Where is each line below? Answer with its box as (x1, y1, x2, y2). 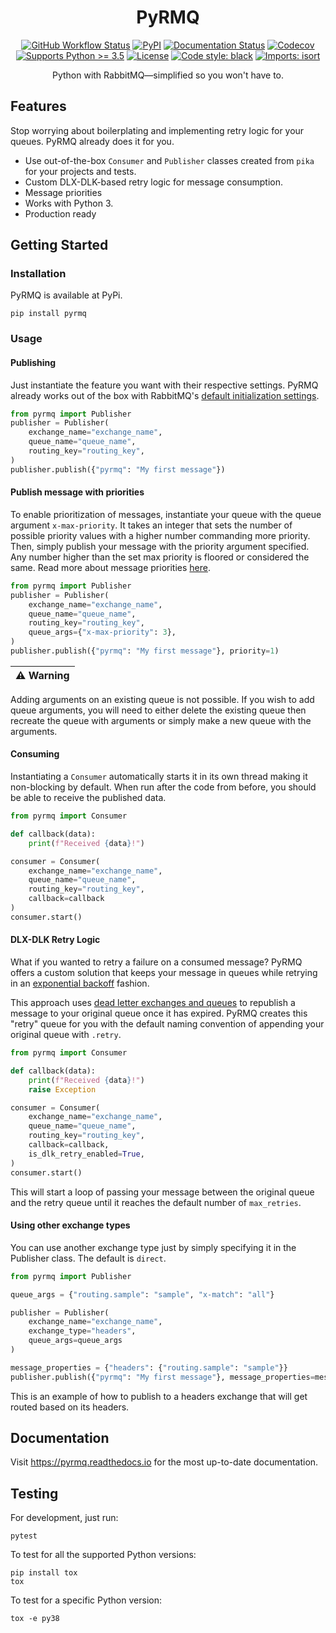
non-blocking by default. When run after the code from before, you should (10, 781, 317, 793)
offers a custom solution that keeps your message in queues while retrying (10, 967, 318, 979)
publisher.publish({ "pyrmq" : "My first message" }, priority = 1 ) (10, 646, 280, 656)
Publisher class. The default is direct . (10, 1252, 167, 1264)
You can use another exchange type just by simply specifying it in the (10, 1241, 297, 1253)
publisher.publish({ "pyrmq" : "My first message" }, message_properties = (10, 1372, 315, 1382)
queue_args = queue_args (28, 1336, 123, 1346)
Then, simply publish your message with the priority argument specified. (10, 540, 310, 552)
